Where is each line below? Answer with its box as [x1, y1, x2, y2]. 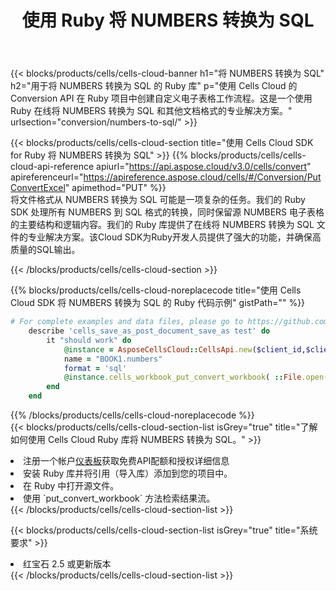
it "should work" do [46, 335, 132, 345]
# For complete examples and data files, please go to [10, 317, 244, 327]
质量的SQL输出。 [10, 244, 81, 256]
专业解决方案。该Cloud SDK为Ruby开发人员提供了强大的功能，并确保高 [27, 231, 322, 243]
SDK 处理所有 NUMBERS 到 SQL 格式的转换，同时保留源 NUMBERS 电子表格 [10, 206, 325, 218]
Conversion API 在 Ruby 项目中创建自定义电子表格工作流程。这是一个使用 [10, 92, 313, 105]
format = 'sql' [63, 363, 128, 373]
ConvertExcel [10, 182, 66, 194]
